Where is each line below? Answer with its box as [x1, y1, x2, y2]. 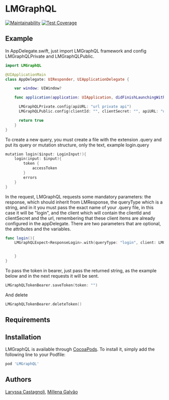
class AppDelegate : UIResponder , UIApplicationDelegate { [5, 77, 129, 82]
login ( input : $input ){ [14, 156, 62, 162]
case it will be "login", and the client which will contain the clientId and [5, 210, 151, 216]
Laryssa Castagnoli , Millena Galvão [5, 388, 78, 394]
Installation [5, 333, 41, 341]
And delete [5, 291, 28, 298]
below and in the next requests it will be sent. [5, 273, 99, 279]
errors [23, 175, 37, 180]
